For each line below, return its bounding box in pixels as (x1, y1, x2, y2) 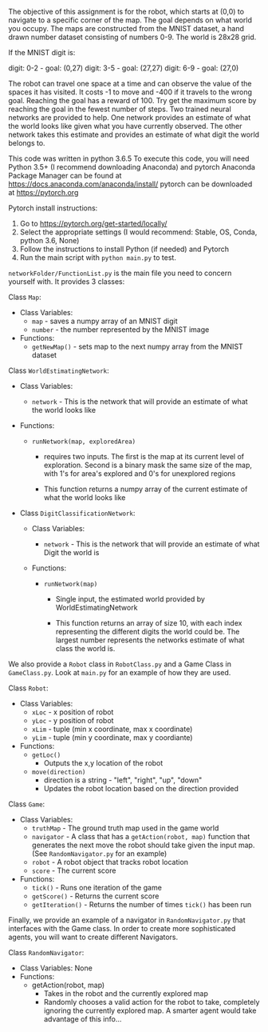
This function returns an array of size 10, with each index (55, 618, 242, 627)
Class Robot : (8, 683, 49, 693)
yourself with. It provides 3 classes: (8, 277, 125, 286)
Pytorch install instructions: (8, 203, 98, 213)
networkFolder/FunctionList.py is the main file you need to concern (8, 268, 232, 278)
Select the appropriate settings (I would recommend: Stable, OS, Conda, (19, 227, 258, 237)
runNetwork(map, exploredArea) (31, 438, 136, 446)
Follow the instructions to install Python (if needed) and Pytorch (19, 244, 230, 254)
